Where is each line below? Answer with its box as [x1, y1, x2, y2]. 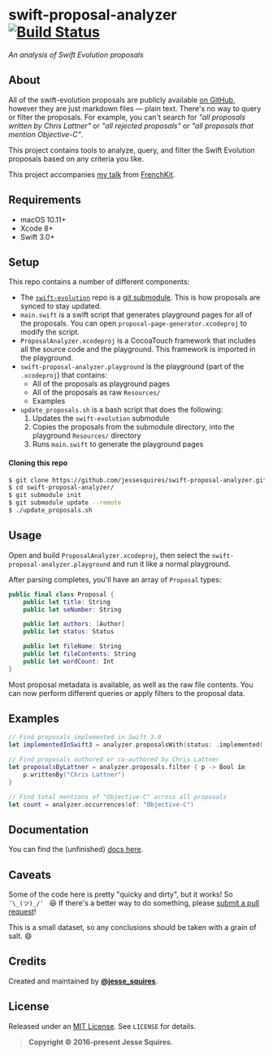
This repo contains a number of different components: [8, 277, 190, 287]
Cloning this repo [8, 457, 68, 468]
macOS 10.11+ [19, 214, 67, 224]
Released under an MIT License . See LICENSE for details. [8, 1021, 197, 1031]
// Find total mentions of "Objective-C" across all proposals [8, 793, 227, 801]
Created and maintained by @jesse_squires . [8, 976, 158, 986]
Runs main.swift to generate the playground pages [32, 439, 204, 449]
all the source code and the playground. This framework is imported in [19, 344, 256, 354]
